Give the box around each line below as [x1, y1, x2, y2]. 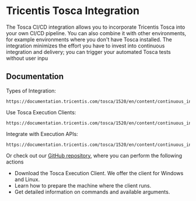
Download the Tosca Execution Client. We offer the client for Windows [14, 169, 184, 176]
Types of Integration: [6, 87, 57, 94]
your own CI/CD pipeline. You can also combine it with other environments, [6, 29, 187, 36]
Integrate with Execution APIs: [6, 130, 79, 137]
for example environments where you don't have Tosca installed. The [6, 36, 172, 43]
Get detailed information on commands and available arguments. [14, 188, 170, 195]
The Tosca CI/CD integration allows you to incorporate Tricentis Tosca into [6, 23, 185, 30]
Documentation [6, 71, 64, 81]
